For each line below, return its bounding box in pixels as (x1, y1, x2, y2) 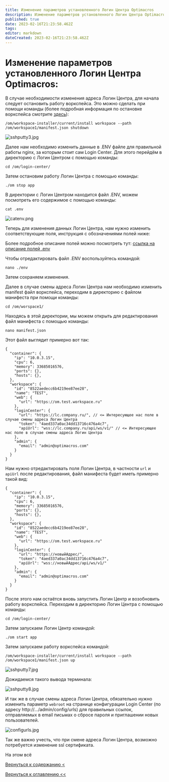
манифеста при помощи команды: (5, 294, 79, 300)
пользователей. (5, 717, 39, 723)
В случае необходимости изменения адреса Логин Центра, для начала (5, 95, 159, 101)
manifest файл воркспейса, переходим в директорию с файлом (5, 289, 142, 295)
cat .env (5, 207, 24, 212)
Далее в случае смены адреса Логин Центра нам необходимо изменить (5, 284, 162, 290)
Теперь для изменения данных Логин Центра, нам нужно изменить (5, 225, 151, 231)
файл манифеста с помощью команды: (5, 318, 89, 324)
